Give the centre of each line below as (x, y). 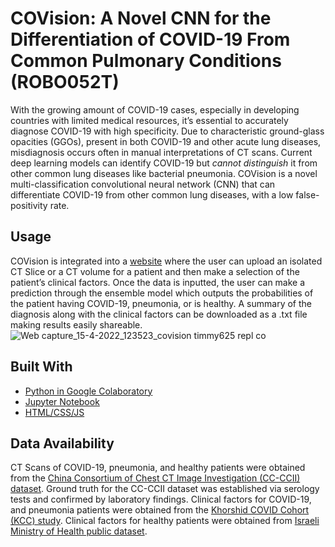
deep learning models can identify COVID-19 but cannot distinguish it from (164, 163)
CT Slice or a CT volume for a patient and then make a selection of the (155, 271)
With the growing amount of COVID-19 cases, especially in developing (155, 109)
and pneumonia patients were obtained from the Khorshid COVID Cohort (160, 510)
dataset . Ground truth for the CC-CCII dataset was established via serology (165, 489)
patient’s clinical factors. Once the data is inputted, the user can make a (158, 282)
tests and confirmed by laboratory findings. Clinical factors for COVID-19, (161, 499)
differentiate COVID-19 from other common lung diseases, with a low (152, 194)
